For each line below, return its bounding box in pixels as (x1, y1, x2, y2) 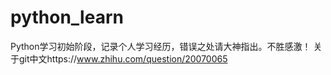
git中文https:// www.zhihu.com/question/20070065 (18, 52, 228, 65)
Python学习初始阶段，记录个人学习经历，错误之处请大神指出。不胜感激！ (10, 40, 312, 52)
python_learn (10, 6, 124, 29)
